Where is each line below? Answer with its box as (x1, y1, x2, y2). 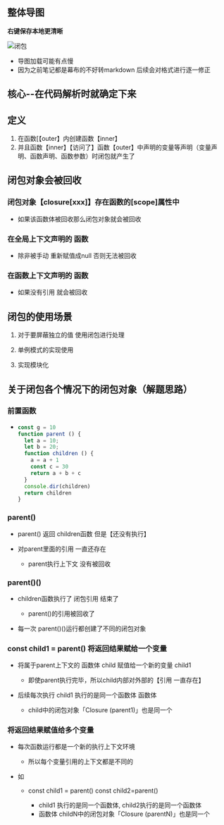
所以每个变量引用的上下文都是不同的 (27, 757, 134, 766)
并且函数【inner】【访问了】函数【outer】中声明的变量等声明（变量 (17, 143, 211, 151)
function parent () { (17, 430, 81, 438)
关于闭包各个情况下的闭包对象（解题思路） (7, 383, 192, 395)
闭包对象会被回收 (7, 175, 82, 187)
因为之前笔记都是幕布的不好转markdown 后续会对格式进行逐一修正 (17, 66, 211, 74)
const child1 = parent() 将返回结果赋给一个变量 (7, 643, 168, 653)
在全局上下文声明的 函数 (7, 234, 89, 244)
